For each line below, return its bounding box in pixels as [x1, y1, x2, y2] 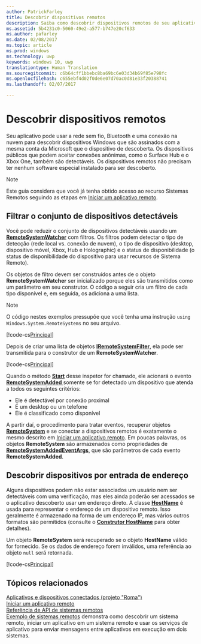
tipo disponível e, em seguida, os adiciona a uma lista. [6, 289, 139, 297]
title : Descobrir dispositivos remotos [6, 14, 106, 20]
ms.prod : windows [6, 48, 50, 54]
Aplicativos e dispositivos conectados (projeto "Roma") [6, 594, 142, 601]
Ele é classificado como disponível [14, 409, 100, 417]
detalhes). [6, 525, 31, 532]
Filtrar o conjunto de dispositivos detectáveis [6, 211, 178, 221]
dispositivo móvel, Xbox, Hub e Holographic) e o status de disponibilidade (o [6, 246, 195, 253]
